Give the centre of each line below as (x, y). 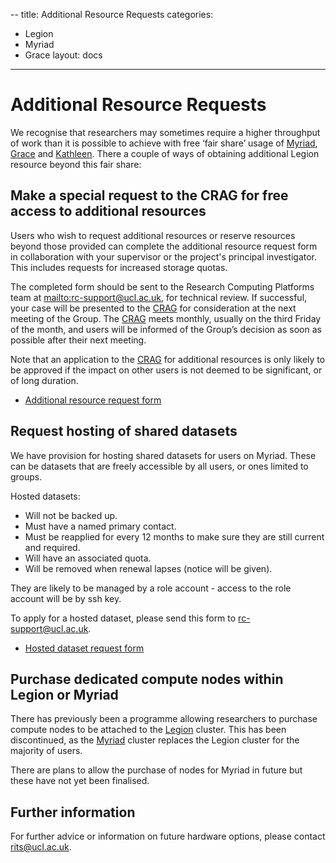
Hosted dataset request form (84, 648)
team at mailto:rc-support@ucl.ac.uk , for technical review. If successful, (159, 297)
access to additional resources (108, 211)
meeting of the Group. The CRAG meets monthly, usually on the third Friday (166, 318)
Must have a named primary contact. (100, 526)
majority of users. (46, 751)
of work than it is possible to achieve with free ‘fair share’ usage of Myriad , (164, 143)
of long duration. (44, 380)
